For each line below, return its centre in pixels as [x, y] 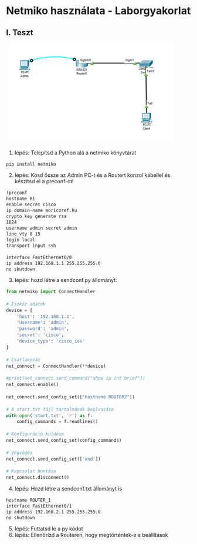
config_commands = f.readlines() [57, 422]
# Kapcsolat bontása [31, 471]
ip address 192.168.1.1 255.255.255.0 [53, 263]
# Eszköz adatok [26, 304]
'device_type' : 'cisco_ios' [51, 341]
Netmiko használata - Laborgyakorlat [98, 11]
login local [21, 240]
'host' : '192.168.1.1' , [46, 316]
